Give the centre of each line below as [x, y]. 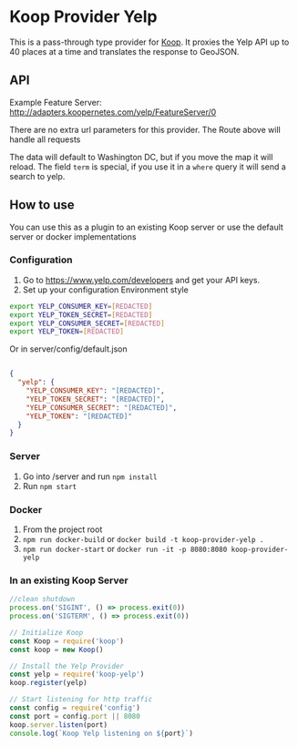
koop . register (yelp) [49, 683]
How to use [42, 205]
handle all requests [45, 139]
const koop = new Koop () [57, 650]
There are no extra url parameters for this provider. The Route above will [145, 129]
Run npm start [50, 486]
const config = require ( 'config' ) [75, 708]
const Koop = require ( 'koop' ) [67, 641]
